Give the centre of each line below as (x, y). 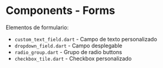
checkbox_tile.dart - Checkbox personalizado (73, 58)
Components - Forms (61, 11)
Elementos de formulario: (37, 27)
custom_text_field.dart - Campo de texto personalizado (86, 39)
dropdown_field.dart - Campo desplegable (68, 46)
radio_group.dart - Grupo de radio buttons (68, 52)
